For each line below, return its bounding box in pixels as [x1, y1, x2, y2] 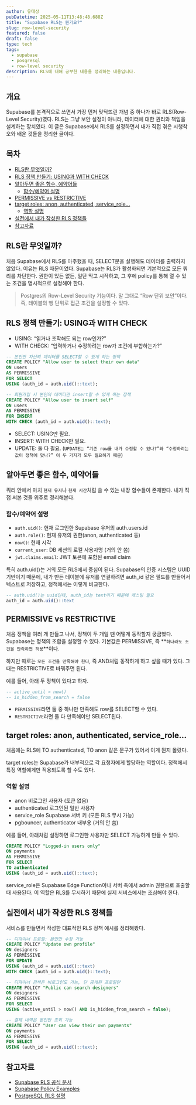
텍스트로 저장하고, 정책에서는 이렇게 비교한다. [6, 581, 109, 588]
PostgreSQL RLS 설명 [14, 1092, 66, 1099]
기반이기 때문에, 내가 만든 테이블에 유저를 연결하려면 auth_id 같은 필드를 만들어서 [6, 574, 191, 581]
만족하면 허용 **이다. [16, 645, 60, 652]
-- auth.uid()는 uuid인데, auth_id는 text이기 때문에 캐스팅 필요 [6, 592, 154, 598]
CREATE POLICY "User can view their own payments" [6, 1022, 132, 1028]
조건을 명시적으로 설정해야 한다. [12, 279, 84, 287]
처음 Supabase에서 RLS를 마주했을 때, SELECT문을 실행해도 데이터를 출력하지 [6, 257, 185, 264]
